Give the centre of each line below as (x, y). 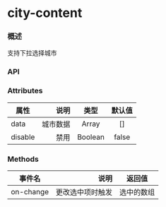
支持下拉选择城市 (32, 53)
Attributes (25, 91)
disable (23, 137)
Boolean (91, 137)
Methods (23, 159)
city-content (45, 13)
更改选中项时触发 (84, 192)
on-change (30, 192)
